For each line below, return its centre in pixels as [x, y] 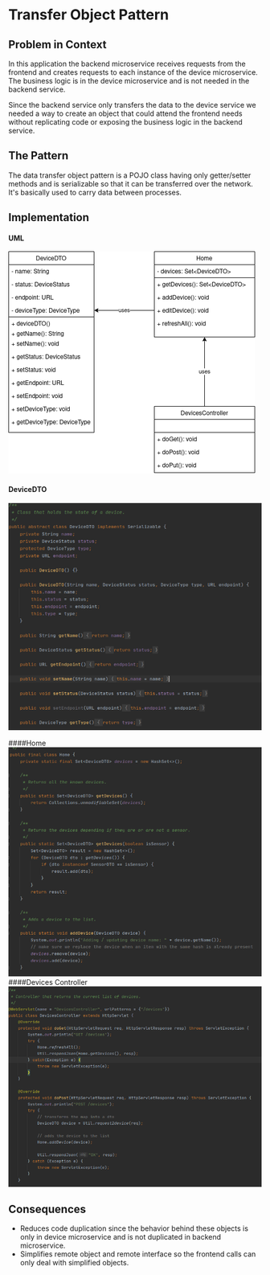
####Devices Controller [48, 982]
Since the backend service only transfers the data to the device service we [132, 105]
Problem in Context [57, 45]
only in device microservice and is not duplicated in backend [121, 1237]
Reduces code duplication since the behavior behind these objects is [134, 1228]
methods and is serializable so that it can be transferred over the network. [131, 183]
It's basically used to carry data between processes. [95, 192]
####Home [27, 743]
